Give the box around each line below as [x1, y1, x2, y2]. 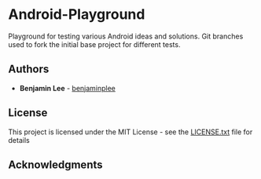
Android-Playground [8, 5, 145, 24]
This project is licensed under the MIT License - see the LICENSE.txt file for [8, 127, 253, 137]
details [8, 135, 30, 144]
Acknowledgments [8, 158, 104, 171]
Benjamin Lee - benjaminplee [19, 83, 116, 93]
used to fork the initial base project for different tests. [8, 39, 181, 49]
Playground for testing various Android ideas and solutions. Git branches [8, 31, 244, 41]
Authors [8, 63, 50, 76]
